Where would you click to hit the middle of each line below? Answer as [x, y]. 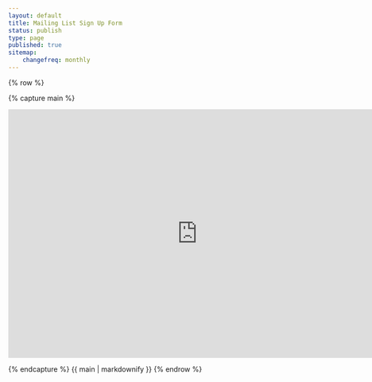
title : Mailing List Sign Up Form [66, 23]
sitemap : [23, 53]
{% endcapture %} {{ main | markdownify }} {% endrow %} [105, 369]
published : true [35, 45]
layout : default [35, 16]
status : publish [35, 30]
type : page [26, 38]
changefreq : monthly [56, 60]
